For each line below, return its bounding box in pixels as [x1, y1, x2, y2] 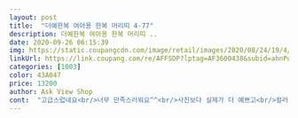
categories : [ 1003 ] [9, 63, 82, 72]
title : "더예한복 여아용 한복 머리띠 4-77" [9, 21, 154, 30]
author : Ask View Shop [9, 87, 93, 96]
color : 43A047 [9, 71, 62, 80]
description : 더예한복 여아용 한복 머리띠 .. [9, 29, 158, 38]
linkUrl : [9, 54, 42, 63]
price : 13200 [9, 79, 58, 88]
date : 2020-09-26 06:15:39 [9, 37, 109, 47]
